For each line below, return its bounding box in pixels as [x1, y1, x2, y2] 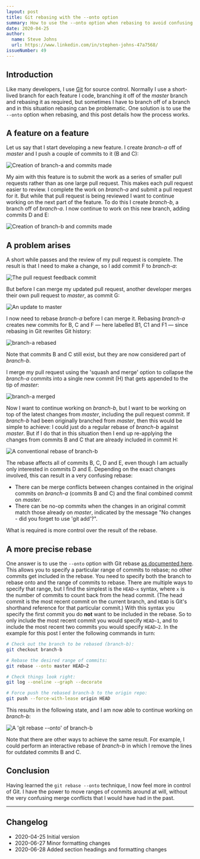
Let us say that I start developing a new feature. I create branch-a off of [6, 144, 182, 151]
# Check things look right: [6, 673, 76, 680]
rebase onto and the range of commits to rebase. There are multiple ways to [6, 579, 193, 586]
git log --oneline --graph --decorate [6, 679, 102, 685]
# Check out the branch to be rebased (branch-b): [6, 641, 135, 647]
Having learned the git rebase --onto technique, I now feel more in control [6, 781, 191, 789]
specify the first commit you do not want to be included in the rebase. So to [6, 611, 192, 617]
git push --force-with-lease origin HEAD [6, 696, 111, 702]
